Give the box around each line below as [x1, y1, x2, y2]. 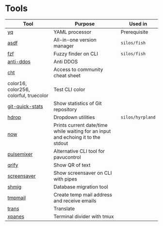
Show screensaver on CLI [53, 169, 112, 176]
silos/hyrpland [120, 114, 156, 120]
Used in [129, 20, 147, 27]
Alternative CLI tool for [53, 148, 105, 154]
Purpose [75, 20, 95, 27]
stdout [53, 140, 68, 147]
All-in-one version [53, 36, 97, 43]
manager [53, 42, 74, 49]
